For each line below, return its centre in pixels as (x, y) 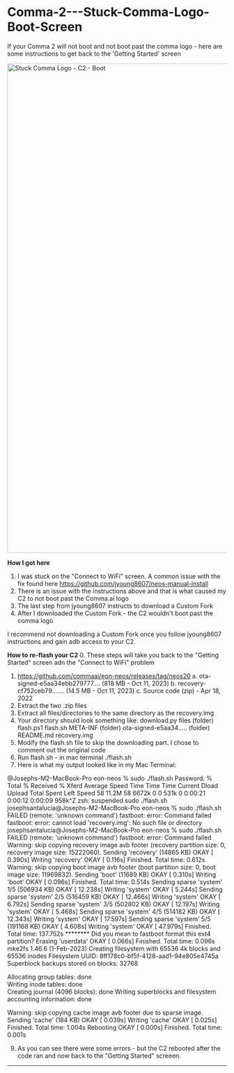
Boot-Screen (45, 27)
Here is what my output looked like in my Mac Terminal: (97, 764)
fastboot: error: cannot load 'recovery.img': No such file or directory (105, 822)
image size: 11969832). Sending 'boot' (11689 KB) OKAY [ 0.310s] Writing (112, 874)
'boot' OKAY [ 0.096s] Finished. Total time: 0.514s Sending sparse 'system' (115, 881)
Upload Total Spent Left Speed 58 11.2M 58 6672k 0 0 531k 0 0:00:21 (106, 793)
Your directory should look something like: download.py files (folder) (116, 720)
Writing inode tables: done (45, 984)
